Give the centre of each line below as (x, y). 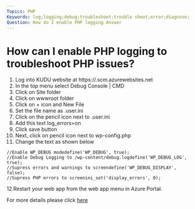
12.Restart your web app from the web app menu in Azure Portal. (85, 189)
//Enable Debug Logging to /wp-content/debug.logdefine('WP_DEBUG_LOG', (97, 158)
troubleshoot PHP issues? (71, 63)
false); (16, 173)
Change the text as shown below (55, 142)
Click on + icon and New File (49, 104)
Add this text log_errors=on (48, 123)
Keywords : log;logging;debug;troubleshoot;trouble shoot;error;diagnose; (98, 17)
